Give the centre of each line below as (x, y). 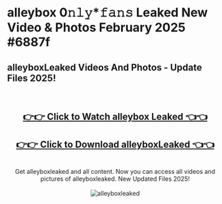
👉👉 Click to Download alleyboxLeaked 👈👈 (115, 144)
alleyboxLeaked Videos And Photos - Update (104, 67)
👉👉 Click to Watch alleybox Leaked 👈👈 (115, 117)
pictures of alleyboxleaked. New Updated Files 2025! (115, 179)
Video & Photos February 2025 (97, 28)
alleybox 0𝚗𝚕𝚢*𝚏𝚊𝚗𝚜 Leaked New (108, 13)
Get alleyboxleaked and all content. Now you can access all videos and (115, 172)
